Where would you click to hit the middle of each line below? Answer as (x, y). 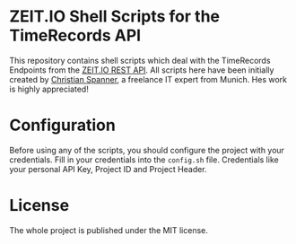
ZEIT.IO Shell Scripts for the (114, 17)
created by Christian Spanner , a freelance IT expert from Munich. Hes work (148, 79)
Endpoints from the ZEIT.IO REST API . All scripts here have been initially (142, 70)
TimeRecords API (75, 35)
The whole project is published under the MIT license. (109, 230)
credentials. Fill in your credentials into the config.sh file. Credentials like (144, 160)
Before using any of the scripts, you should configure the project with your (147, 150)
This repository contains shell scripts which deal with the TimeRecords (140, 60)
